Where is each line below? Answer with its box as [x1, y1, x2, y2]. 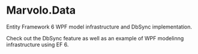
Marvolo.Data [6, 4, 76, 17]
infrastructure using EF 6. [6, 41, 69, 48]
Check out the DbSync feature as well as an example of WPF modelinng [6, 34, 184, 42]
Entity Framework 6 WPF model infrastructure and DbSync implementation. [6, 23, 192, 30]
